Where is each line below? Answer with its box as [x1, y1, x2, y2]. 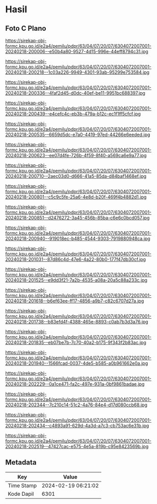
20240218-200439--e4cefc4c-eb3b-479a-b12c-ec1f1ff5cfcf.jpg [5, 111, 141, 117]
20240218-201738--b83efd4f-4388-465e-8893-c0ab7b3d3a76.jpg [5, 319, 149, 324]
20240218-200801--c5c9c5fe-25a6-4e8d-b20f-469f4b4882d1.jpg [5, 194, 147, 200]
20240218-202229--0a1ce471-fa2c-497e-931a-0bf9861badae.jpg [5, 381, 145, 387]
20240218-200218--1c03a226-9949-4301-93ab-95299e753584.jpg [5, 69, 149, 75]
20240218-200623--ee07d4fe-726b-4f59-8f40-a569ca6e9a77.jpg [5, 152, 147, 158]
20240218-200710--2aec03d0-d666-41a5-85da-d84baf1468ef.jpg [5, 173, 147, 179]
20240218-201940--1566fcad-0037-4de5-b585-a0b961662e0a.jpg [5, 360, 148, 366]
